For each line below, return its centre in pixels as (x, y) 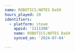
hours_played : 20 (23, 15)
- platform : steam (29, 24)
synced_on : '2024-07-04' (40, 38)
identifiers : (18, 19)
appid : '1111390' (32, 29)
